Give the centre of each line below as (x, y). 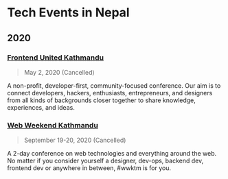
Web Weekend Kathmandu (53, 125)
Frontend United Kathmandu (56, 58)
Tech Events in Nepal (68, 13)
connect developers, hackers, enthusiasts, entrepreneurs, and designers (110, 93)
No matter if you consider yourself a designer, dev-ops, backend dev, (105, 161)
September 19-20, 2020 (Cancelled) (75, 140)
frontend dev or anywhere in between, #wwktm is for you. (89, 168)
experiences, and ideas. (41, 107)
